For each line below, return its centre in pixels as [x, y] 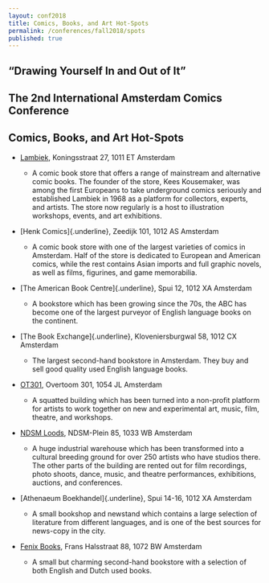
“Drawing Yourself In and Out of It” [97, 70]
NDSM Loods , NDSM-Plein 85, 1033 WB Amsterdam [106, 433]
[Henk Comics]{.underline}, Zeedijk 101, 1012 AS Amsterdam [119, 231]
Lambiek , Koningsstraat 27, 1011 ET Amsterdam [97, 157]
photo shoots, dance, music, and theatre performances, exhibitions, [144, 474]
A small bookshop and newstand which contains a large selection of [145, 513]
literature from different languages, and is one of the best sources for [147, 522]
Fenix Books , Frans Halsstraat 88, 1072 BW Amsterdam [111, 546]
